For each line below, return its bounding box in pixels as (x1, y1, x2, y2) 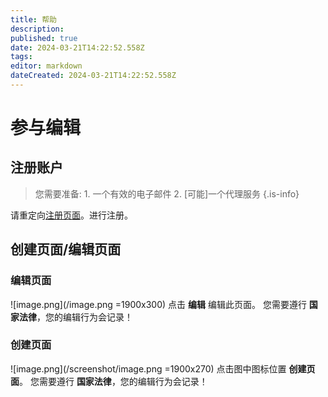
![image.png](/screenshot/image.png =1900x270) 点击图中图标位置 (10, 362, 287, 375)
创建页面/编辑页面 (10, 241, 122, 258)
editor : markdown (10, 61, 83, 71)
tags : (10, 52, 33, 62)
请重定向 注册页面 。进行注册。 (10, 209, 133, 221)
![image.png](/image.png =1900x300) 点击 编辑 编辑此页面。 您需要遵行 (10, 298, 307, 310)
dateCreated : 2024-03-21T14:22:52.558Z (10, 71, 177, 81)
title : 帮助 (10, 14, 57, 25)
